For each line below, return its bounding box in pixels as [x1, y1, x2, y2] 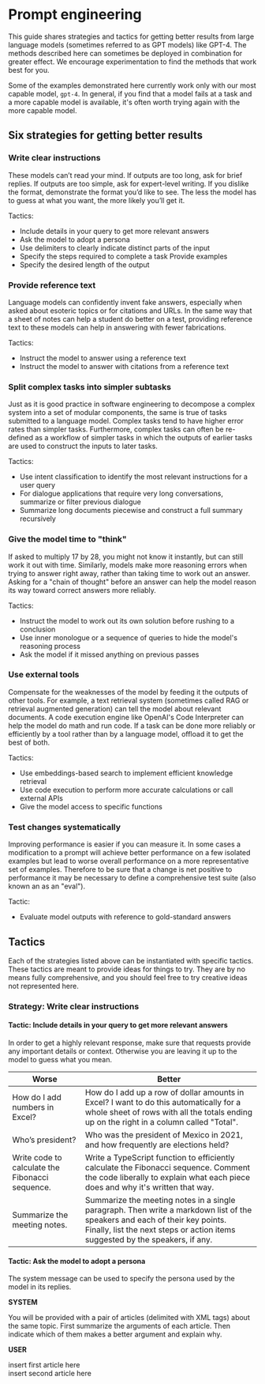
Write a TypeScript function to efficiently [84, 1152, 235, 1163]
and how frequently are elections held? [84, 1140, 230, 1151]
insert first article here [8, 1360, 80, 1370]
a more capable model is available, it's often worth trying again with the [8, 97, 241, 107]
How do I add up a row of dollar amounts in [84, 1087, 244, 1098]
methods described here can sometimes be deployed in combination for [8, 48, 243, 58]
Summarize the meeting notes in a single [84, 1195, 236, 1206]
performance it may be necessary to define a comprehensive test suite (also [8, 873, 256, 883]
